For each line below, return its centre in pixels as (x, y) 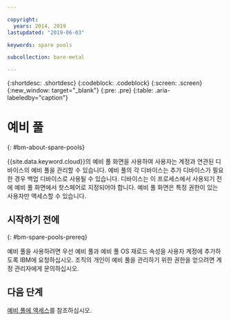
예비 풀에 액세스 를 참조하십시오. (50, 310)
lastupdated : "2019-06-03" (46, 32)
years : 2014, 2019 (40, 26)
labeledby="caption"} (38, 98)
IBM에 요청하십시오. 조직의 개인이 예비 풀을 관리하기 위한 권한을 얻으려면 (117, 260)
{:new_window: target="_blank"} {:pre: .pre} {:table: (80, 90)
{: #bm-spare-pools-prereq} (47, 237)
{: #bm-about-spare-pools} (46, 147)
